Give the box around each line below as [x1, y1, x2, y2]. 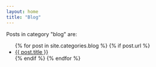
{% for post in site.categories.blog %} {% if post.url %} [14, 42, 151, 49]
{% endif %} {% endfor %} [14, 55, 81, 62]
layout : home [6, 8, 39, 15]
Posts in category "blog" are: [6, 30, 77, 37]
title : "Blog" [6, 14, 42, 20]
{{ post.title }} [14, 48, 49, 55]
